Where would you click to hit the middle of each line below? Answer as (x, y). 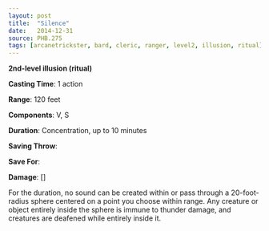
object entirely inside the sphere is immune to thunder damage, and (120, 210)
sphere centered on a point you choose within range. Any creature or (145, 201)
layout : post (30, 16)
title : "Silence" (39, 23)
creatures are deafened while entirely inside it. (85, 218)
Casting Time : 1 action (46, 84)
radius (19, 201)
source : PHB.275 (35, 38)
